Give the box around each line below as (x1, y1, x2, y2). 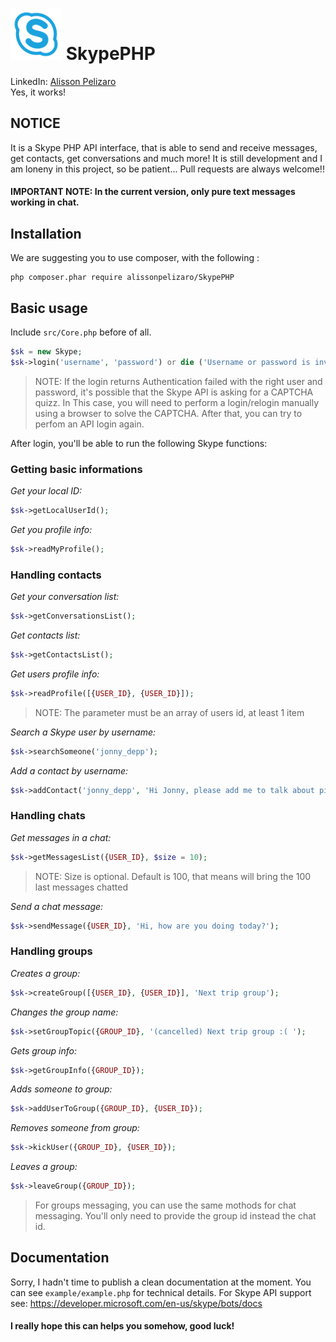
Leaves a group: (10, 1161, 78, 1173)
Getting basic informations (10, 462, 143, 476)
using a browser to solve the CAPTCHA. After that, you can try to (34, 407, 303, 419)
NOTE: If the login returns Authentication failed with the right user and (34, 375, 323, 387)
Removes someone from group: (10, 1122, 140, 1134)
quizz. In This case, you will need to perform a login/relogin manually (34, 396, 320, 408)
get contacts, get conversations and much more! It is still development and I (10, 152, 323, 164)
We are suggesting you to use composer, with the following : (10, 252, 260, 264)
